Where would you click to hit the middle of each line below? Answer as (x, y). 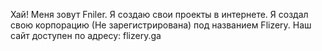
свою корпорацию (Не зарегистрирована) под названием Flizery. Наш (161, 25)
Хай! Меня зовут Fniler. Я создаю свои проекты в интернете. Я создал (159, 14)
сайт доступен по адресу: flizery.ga (86, 35)
